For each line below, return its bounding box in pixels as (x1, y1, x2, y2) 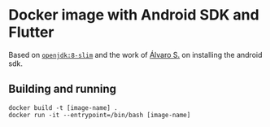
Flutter (8, 23, 54, 42)
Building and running (8, 82, 116, 96)
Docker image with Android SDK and (8, 6, 259, 24)
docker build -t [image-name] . (8, 103, 118, 112)
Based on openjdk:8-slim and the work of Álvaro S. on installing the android (8, 50, 263, 59)
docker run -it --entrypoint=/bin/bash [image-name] (8, 111, 191, 119)
